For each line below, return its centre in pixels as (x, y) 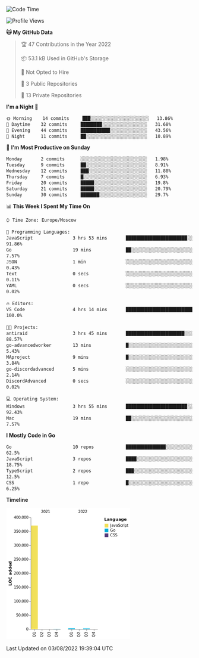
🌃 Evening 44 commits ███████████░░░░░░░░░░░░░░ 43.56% (89, 131)
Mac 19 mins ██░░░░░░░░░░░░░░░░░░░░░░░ (99, 418)
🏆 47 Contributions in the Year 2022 (66, 44)
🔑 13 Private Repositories (51, 95)
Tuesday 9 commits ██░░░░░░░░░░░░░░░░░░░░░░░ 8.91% (87, 165)
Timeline (17, 500)
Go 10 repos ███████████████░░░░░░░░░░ (99, 447)
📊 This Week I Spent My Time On (48, 206)
